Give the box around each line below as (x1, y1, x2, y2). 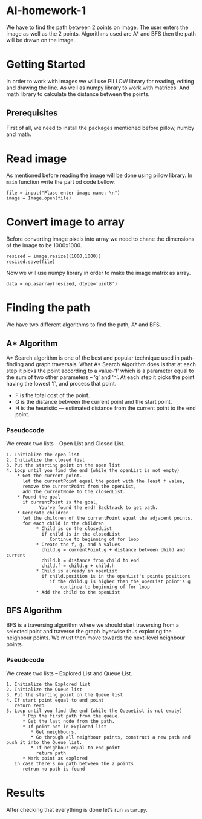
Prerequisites (6, 108, 58, 118)
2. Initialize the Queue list (6, 687, 83, 693)
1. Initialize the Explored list (6, 681, 91, 687)
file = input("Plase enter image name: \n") (6, 190, 120, 196)
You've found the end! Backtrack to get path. (38, 504, 158, 511)
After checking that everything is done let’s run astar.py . (6, 806, 148, 813)
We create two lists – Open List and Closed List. (6, 439, 125, 447)
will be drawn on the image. (6, 36, 76, 44)
